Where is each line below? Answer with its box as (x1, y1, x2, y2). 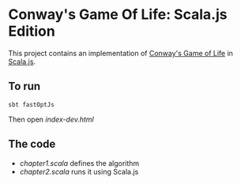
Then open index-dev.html (8, 115, 94, 124)
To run (8, 80, 41, 93)
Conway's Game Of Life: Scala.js (8, 6, 228, 24)
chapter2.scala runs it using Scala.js (19, 167, 139, 176)
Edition (8, 22, 55, 40)
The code (8, 137, 56, 151)
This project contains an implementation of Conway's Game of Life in (8, 48, 233, 58)
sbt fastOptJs (8, 100, 55, 108)
